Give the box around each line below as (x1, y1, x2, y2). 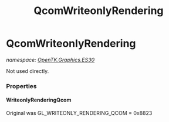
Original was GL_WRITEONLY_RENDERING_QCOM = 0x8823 (6, 110, 153, 117)
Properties (6, 82, 37, 90)
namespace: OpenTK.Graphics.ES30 (6, 56, 95, 63)
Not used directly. (6, 67, 49, 74)
